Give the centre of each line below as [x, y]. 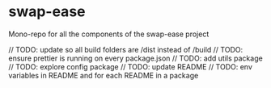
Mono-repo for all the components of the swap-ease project [109, 34]
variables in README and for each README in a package [104, 75]
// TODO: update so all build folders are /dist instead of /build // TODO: [126, 49]
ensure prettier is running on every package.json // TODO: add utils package [135, 58]
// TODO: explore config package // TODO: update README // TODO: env [131, 66]
